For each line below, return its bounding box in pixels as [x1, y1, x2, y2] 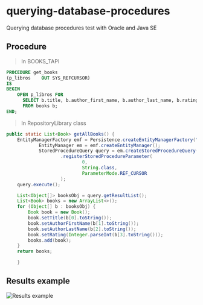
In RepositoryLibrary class [21, 119, 86, 127]
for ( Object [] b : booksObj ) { [17, 204, 96, 210]
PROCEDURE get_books [6, 69, 59, 75]
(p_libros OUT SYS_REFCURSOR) [6, 75, 91, 81]
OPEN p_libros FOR [17, 92, 63, 98]
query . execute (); [17, 181, 61, 187]
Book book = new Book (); [28, 209, 91, 215]
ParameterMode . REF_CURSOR [82, 170, 147, 176]
